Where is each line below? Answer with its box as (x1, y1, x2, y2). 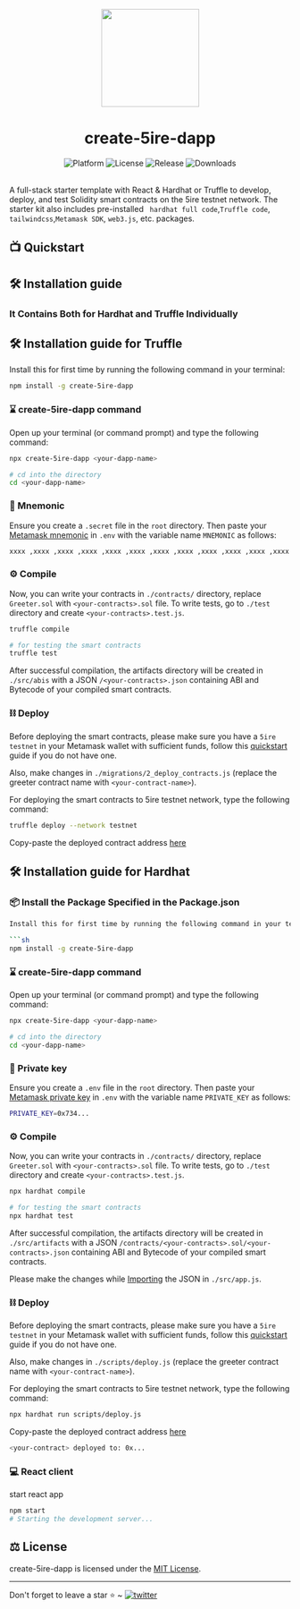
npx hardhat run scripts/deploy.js (9, 1410, 142, 1419)
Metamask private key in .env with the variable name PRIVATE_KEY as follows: (9, 1092, 291, 1102)
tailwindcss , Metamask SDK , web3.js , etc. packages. (9, 213, 195, 224)
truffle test (9, 649, 58, 658)
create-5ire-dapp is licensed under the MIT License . (9, 1562, 202, 1574)
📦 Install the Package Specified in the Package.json (9, 896, 240, 908)
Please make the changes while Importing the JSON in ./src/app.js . (9, 1273, 262, 1284)
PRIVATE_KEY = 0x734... (9, 1110, 90, 1119)
